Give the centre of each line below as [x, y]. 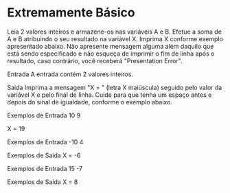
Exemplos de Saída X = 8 [43, 182]
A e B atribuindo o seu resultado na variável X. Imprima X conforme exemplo [115, 38]
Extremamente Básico [71, 13]
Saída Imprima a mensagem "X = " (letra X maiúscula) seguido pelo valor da [115, 87]
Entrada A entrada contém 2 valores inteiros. [70, 74]
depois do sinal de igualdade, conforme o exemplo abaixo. [90, 102]
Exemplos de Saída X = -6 [44, 155]
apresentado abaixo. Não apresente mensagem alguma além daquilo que [111, 46]
